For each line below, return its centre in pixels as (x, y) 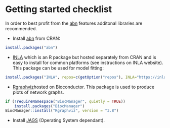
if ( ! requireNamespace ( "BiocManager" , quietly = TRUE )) (65, 101)
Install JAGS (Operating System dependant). (59, 120)
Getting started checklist (59, 9)
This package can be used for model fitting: (58, 68)
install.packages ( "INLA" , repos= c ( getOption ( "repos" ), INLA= (71, 77)
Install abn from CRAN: (36, 38)
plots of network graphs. (38, 92)
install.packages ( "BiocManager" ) (50, 106)
